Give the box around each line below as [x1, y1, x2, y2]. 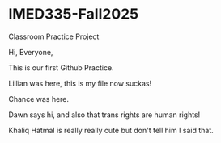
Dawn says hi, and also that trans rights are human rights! [8, 110, 201, 120]
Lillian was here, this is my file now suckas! [8, 78, 152, 88]
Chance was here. [8, 94, 70, 103]
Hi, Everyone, [8, 47, 53, 57]
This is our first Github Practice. [8, 62, 115, 73]
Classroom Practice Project [8, 32, 100, 41]
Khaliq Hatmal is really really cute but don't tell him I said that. [8, 125, 215, 135]
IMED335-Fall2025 [8, 5, 139, 23]
